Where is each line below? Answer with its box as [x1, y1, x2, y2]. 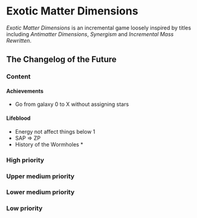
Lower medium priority [6, 188, 75, 196]
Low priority [6, 204, 43, 213]
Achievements [6, 87, 44, 95]
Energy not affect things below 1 [15, 128, 95, 135]
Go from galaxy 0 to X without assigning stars [15, 101, 129, 108]
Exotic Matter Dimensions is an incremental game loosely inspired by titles [6, 24, 192, 31]
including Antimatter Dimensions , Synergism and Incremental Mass [6, 30, 174, 37]
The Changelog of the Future [6, 54, 117, 64]
